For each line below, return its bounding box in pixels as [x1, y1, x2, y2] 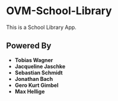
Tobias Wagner [14, 56, 53, 63]
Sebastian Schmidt [14, 69, 63, 76]
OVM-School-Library [6, 4, 112, 18]
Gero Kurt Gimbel [14, 82, 59, 89]
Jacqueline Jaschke [14, 63, 66, 70]
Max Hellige [14, 87, 45, 95]
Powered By [6, 41, 52, 51]
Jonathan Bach [14, 75, 53, 82]
